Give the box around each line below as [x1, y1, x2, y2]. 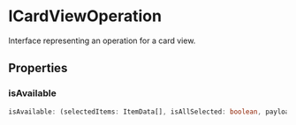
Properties [8, 61, 68, 76]
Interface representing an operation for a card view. [8, 35, 196, 46]
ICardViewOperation [8, 6, 163, 26]
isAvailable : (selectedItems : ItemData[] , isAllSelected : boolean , [8, 107, 262, 116]
